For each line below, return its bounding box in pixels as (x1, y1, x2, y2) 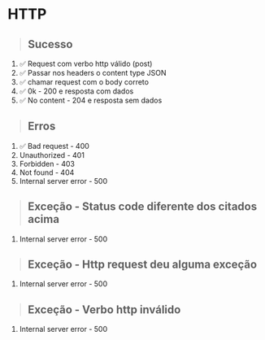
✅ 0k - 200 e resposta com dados (19, 86, 134, 96)
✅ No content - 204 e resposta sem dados (19, 95, 163, 105)
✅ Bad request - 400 (19, 141, 90, 150)
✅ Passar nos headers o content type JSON (19, 68, 167, 77)
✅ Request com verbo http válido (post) (19, 59, 153, 68)
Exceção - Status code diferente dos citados (27, 200, 258, 214)
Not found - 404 (19, 168, 75, 177)
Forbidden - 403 (19, 159, 75, 168)
